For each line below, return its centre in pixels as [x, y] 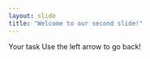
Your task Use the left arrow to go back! [75, 46]
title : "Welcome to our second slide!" [76, 23]
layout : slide [32, 16]
